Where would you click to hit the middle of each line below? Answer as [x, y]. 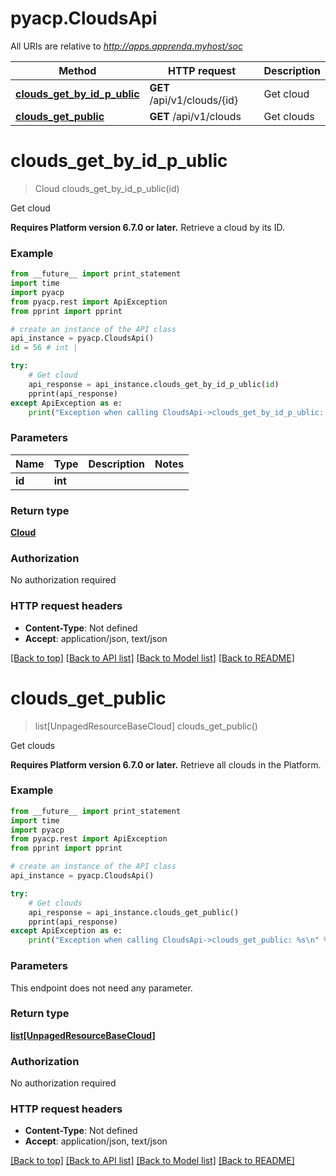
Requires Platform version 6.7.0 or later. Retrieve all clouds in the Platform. [166, 764]
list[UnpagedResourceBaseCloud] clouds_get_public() [146, 726]
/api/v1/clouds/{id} [194, 100]
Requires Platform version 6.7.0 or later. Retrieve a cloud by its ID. [147, 227]
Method [77, 70]
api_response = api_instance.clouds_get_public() [134, 912]
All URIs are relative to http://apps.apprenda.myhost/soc [126, 46]
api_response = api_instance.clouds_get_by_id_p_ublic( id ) [154, 384]
